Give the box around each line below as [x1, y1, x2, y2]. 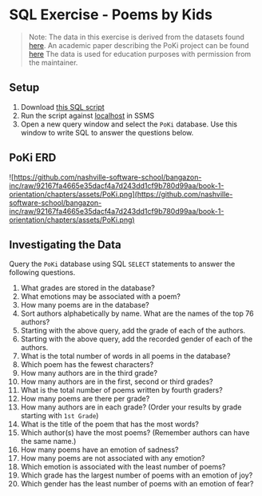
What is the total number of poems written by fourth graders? [20, 385, 223, 395]
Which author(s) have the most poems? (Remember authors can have [20, 428, 250, 438]
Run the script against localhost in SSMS [20, 111, 155, 120]
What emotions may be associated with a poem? [20, 292, 181, 301]
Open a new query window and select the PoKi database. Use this [20, 119, 238, 129]
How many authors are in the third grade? [20, 369, 158, 378]
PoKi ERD [9, 151, 57, 165]
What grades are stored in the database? [20, 283, 155, 293]
